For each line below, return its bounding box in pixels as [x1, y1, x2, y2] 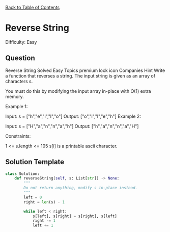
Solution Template [5, 158, 65, 166]
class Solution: [5, 171, 40, 176]
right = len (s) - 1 [23, 199, 65, 204]
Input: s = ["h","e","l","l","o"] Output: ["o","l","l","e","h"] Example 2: [5, 113, 141, 119]
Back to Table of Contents [5, 5, 60, 10]
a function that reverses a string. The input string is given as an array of [5, 72, 156, 79]
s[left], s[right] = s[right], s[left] [32, 214, 117, 219]
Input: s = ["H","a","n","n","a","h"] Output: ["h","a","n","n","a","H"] [5, 123, 139, 129]
